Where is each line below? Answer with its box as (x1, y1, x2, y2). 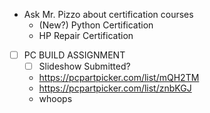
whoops (38, 93, 73, 105)
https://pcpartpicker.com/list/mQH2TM (38, 72, 200, 84)
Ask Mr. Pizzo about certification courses (23, 9, 194, 20)
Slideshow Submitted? (38, 60, 131, 73)
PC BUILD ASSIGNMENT (23, 49, 126, 61)
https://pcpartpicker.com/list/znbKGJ (38, 82, 192, 94)
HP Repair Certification (38, 30, 134, 41)
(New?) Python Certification (38, 19, 154, 31)
